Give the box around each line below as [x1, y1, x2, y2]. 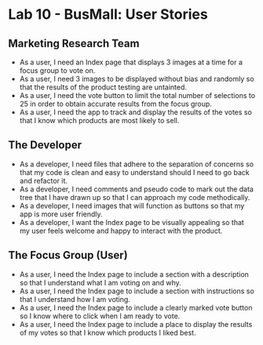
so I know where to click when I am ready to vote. [19, 311, 181, 321]
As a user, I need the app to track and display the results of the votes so [19, 107, 253, 117]
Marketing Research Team [8, 37, 140, 50]
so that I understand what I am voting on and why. [19, 278, 182, 287]
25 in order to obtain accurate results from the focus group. [19, 100, 212, 108]
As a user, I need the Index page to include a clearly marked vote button [19, 303, 253, 312]
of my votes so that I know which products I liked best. [19, 328, 196, 337]
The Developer [8, 139, 82, 152]
